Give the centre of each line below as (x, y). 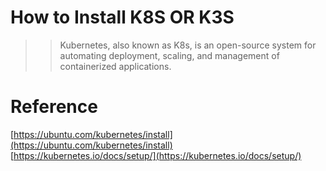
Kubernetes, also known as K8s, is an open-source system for (188, 45)
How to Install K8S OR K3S (122, 17)
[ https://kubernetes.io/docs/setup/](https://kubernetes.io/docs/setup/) (156, 155)
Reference (54, 107)
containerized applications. (115, 66)
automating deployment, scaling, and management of (169, 55)
